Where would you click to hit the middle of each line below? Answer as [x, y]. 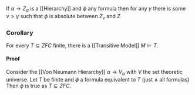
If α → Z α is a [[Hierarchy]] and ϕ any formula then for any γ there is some [96, 9]
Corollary [20, 33]
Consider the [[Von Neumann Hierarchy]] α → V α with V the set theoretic [95, 73]
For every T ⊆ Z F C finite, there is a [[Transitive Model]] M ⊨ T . [82, 45]
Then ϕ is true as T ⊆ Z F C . [39, 86]
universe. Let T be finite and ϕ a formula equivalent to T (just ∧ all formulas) [98, 79]
